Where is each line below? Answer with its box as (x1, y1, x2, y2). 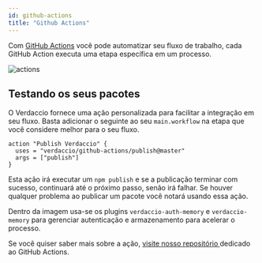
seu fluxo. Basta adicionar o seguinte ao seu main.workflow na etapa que (8, 116, 245, 126)
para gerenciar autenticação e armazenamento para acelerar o (31, 215, 235, 225)
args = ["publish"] (15, 154, 80, 162)
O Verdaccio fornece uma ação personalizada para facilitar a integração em (8, 108, 255, 118)
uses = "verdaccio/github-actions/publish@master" (15, 147, 185, 155)
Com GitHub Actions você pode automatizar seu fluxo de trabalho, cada (8, 40, 242, 50)
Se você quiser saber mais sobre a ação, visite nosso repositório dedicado (8, 239, 251, 249)
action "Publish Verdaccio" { (8, 140, 108, 148)
